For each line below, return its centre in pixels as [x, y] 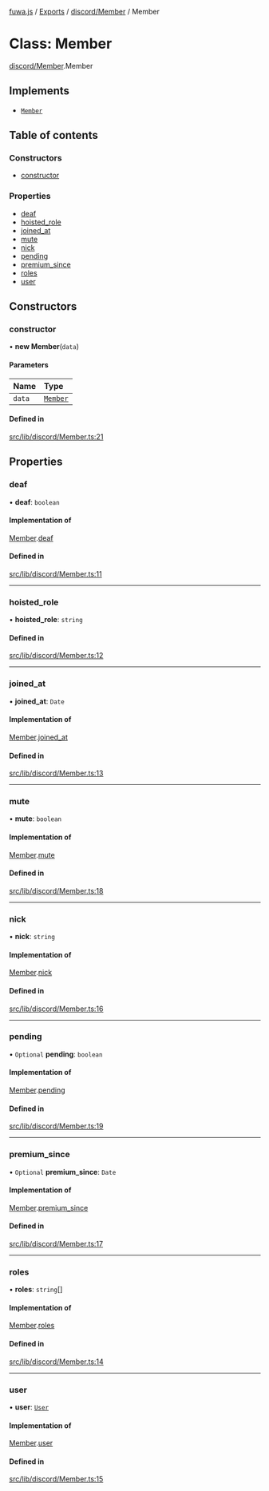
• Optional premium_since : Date [63, 1172]
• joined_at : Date [37, 701]
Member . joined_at [39, 737]
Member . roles [32, 1326]
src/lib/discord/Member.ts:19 [56, 1126]
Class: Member [61, 44]
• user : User [29, 1407]
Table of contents [53, 135]
